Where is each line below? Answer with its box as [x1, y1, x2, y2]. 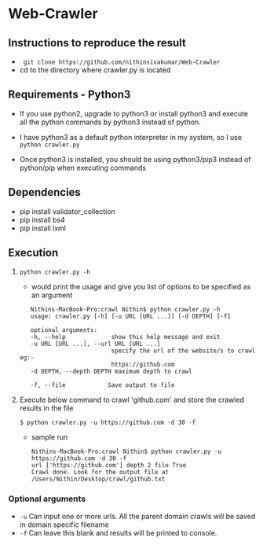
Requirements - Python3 [8, 88, 131, 101]
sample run [31, 433, 68, 442]
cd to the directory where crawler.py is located [19, 65, 171, 75]
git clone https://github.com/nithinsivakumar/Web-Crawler [23, 58, 221, 66]
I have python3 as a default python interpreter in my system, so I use [19, 132, 242, 142]
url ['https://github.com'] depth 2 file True [31, 462, 187, 470]
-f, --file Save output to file [30, 381, 175, 389]
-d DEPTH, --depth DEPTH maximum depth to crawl [30, 367, 192, 376]
